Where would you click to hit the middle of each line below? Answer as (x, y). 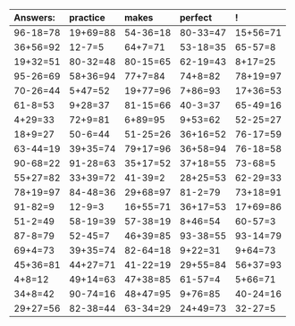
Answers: (34, 17)
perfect (196, 17)
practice (87, 17)
